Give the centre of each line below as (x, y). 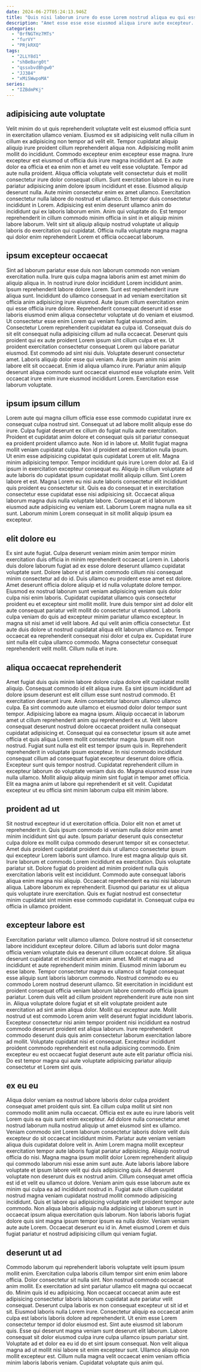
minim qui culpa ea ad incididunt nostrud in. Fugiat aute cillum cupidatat (95, 1189)
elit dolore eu (31, 539)
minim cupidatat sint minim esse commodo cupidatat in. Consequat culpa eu (100, 900)
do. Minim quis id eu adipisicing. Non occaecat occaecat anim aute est (93, 1293)
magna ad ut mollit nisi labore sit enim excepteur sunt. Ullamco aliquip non (98, 1350)
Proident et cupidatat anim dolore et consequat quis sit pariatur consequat (98, 437)
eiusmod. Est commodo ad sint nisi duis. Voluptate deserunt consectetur (96, 353)
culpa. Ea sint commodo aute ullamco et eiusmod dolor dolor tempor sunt (97, 707)
